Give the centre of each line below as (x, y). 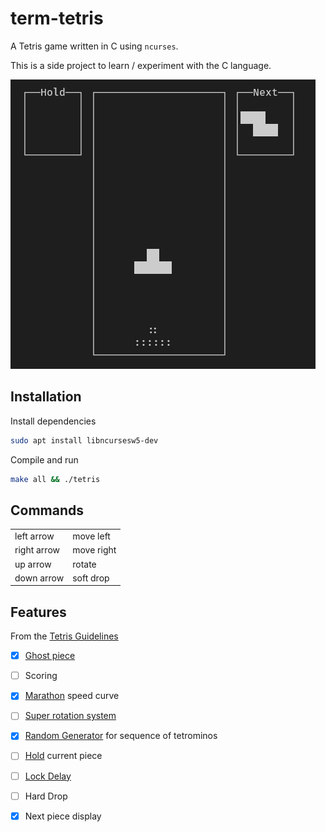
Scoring (41, 676)
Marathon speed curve (72, 696)
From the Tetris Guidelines (64, 636)
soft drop (91, 578)
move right (94, 550)
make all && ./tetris (55, 479)
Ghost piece (50, 656)
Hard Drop (46, 796)
